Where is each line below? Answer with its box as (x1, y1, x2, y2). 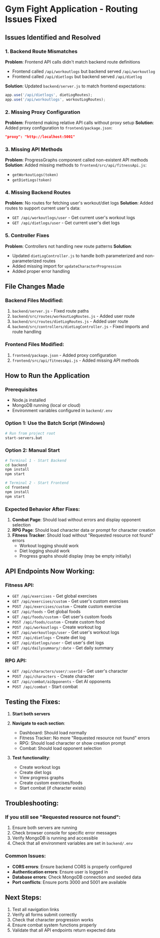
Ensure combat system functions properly (12, 922, 97, 928)
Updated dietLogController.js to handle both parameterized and (12, 252, 144, 258)
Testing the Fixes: (5, 698, 60, 706)
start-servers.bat (5, 436, 42, 440)
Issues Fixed (5, 14, 57, 25)
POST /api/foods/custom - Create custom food (12, 619, 105, 625)
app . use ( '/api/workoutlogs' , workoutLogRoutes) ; (5, 97, 106, 102)
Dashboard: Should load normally (19, 730, 87, 735)
